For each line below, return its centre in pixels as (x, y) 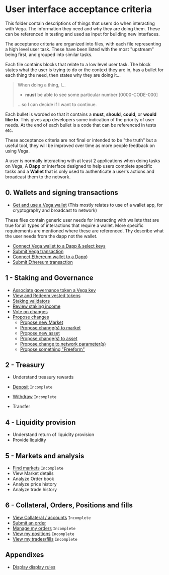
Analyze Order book (33, 479)
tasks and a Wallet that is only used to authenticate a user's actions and (80, 171)
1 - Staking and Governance (50, 278)
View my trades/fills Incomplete (45, 539)
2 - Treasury (25, 365)
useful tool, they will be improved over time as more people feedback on (80, 146)
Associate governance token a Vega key (54, 290)
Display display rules (34, 567)
